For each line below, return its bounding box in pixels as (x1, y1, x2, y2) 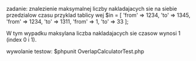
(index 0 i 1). (6, 36, 37, 43)
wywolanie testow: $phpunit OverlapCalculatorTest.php (6, 48, 145, 55)
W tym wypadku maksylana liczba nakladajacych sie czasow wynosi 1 (6, 30, 181, 37)
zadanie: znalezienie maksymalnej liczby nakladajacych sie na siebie (6, 5, 177, 12)
